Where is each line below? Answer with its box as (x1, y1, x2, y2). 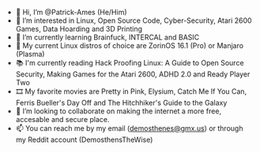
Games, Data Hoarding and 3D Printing (15, 24, 143, 33)
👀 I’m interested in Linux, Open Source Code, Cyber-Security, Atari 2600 (15, 16, 252, 25)
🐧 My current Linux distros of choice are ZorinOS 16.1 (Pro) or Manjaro (15, 41, 243, 50)
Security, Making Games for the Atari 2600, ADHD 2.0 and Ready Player (15, 69, 251, 79)
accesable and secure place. (15, 115, 110, 124)
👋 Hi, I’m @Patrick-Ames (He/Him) (15, 8, 128, 17)
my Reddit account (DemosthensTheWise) (15, 135, 153, 144)
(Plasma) (15, 50, 45, 58)
